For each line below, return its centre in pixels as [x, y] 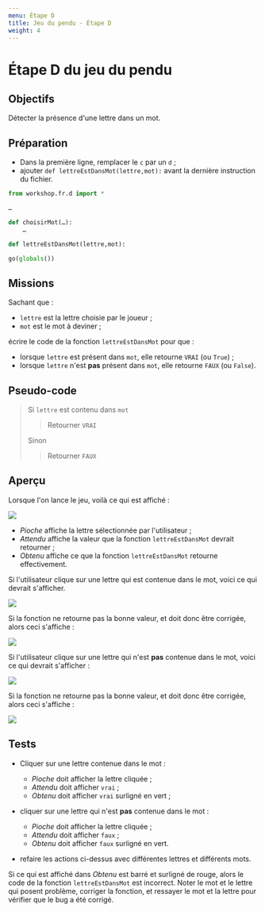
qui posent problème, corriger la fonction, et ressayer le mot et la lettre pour [132, 891]
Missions [31, 283]
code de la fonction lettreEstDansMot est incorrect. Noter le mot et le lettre [131, 883]
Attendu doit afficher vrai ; [75, 787]
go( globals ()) [32, 258]
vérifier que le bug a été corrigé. [61, 899]
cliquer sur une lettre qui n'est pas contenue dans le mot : [114, 811]
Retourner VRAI [72, 425]
